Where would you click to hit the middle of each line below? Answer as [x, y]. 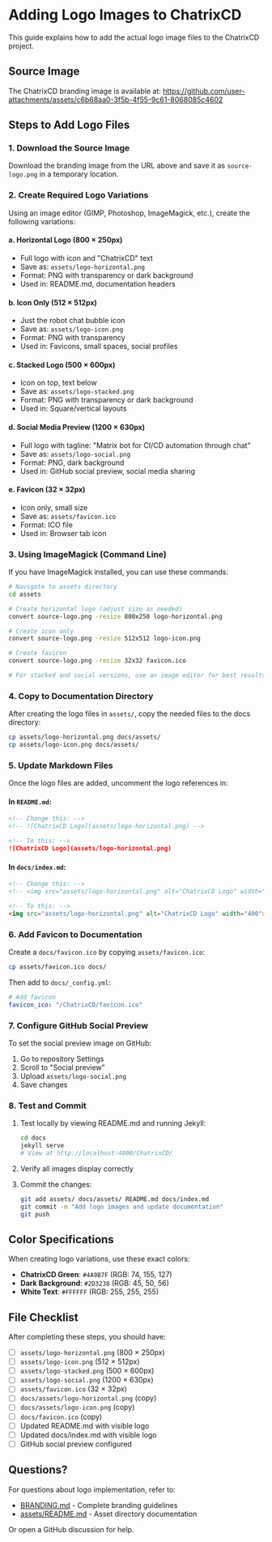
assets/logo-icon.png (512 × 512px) [80, 1361]
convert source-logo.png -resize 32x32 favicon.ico [97, 661]
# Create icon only [41, 631]
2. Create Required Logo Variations [79, 195]
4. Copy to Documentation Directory [81, 696]
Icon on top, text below [58, 383]
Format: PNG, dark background [72, 462]
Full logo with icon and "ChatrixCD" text [87, 258]
